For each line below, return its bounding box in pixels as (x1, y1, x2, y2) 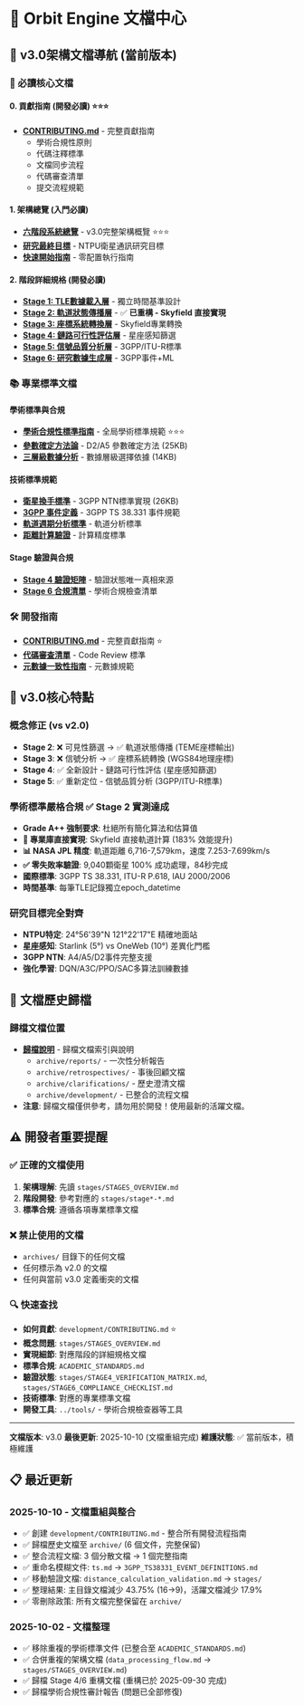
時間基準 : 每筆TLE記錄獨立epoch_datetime (22, 882, 181, 893)
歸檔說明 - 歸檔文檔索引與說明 (22, 1043, 135, 1055)
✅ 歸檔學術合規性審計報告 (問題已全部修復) (22, 1686, 183, 1698)
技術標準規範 (9, 474, 57, 484)
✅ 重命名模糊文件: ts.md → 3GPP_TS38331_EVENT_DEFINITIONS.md (22, 1561, 258, 1572)
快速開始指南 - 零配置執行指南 (22, 251, 135, 263)
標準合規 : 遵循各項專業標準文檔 (22, 1203, 138, 1214)
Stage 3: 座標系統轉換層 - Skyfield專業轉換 (22, 319, 183, 330)
